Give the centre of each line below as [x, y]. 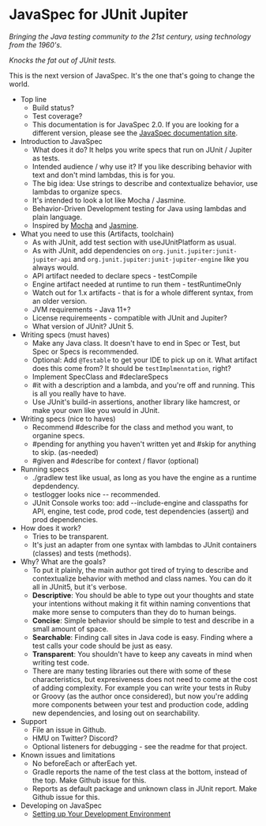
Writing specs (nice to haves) [68, 419]
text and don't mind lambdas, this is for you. [104, 175]
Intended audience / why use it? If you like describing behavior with [142, 166]
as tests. [46, 158]
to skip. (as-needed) [66, 452]
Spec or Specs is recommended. [85, 351]
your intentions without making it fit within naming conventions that [141, 604]
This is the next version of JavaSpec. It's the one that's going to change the [132, 75]
